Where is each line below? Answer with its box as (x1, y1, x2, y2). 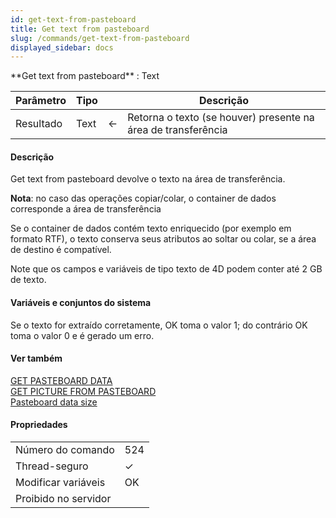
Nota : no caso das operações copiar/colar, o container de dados (10, 192, 277, 205)
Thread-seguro (15, 459, 89, 473)
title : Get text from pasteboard (10, 24, 150, 34)
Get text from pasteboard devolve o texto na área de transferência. (10, 173, 286, 185)
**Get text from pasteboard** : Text (10, 70, 160, 82)
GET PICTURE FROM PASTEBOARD (10, 385, 157, 397)
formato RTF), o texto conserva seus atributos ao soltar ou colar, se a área (10, 233, 317, 245)
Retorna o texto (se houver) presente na (127, 111, 315, 125)
